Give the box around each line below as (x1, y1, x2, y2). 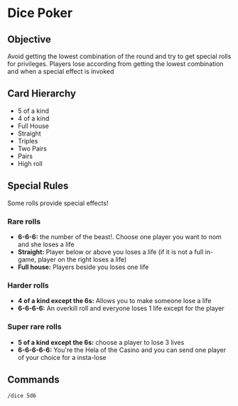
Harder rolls (7, 280, 49, 290)
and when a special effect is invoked (7, 67, 114, 75)
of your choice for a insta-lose (17, 353, 107, 361)
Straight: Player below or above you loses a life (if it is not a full (17, 247, 204, 256)
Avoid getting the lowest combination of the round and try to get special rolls (7, 52, 232, 60)
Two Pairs (17, 144, 48, 153)
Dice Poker (7, 5, 73, 21)
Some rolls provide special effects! (7, 199, 109, 207)
